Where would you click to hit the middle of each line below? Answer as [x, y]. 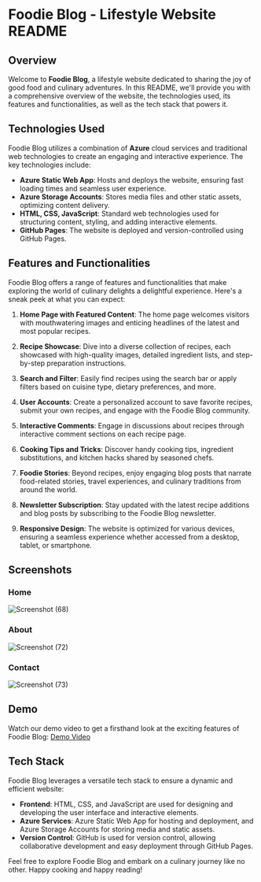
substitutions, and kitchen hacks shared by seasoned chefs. [117, 458]
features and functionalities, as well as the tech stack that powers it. [118, 104]
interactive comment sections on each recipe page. [103, 434]
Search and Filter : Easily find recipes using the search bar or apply [128, 378]
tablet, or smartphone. [55, 545]
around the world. [48, 489]
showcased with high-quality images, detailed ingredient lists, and [127, 354]
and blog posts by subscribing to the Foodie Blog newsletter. [118, 513]
